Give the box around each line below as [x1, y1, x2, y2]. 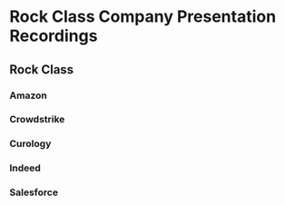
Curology [9, 138, 52, 151]
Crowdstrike [9, 113, 65, 126]
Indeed [9, 161, 41, 174]
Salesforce [9, 186, 59, 199]
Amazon [9, 89, 47, 102]
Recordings [9, 25, 98, 46]
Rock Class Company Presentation [9, 6, 277, 27]
